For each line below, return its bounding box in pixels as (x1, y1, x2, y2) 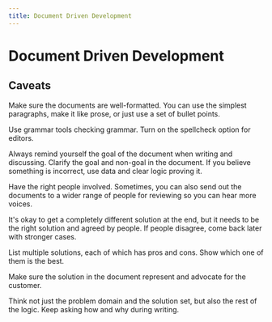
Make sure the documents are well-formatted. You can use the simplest (8, 100, 247, 110)
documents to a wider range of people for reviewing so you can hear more (8, 190, 257, 200)
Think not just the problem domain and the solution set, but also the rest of (8, 296, 257, 306)
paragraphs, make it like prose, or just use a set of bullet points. (8, 108, 221, 118)
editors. (8, 133, 34, 142)
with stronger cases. (8, 231, 77, 241)
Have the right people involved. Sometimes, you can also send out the (8, 181, 242, 191)
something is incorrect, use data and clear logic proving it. (8, 166, 202, 176)
